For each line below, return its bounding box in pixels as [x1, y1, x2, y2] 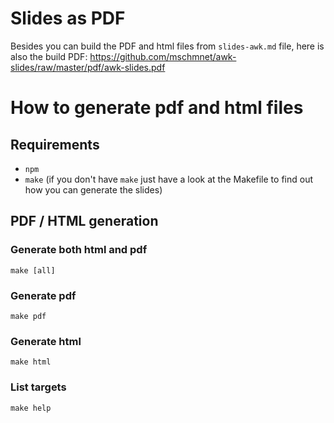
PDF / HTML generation [10, 213, 159, 230]
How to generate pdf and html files [10, 97, 304, 119]
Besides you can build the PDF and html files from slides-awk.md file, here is [10, 40, 325, 52]
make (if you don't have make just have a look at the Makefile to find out [24, 173, 313, 185]
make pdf [10, 311, 47, 321]
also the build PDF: [10, 50, 88, 62]
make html [10, 357, 52, 367]
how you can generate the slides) [24, 183, 163, 196]
